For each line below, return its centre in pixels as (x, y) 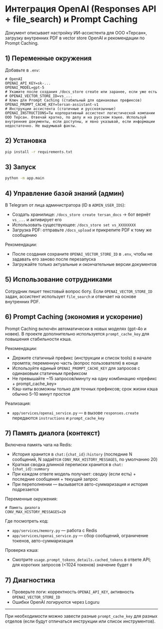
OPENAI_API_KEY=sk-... (28, 83)
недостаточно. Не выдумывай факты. (41, 126)
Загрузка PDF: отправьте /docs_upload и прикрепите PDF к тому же (82, 230)
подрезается (25, 489)
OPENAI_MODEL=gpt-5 (25, 87)
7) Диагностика (30, 580)
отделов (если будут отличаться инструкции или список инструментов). (80, 621)
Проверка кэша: (22, 550)
